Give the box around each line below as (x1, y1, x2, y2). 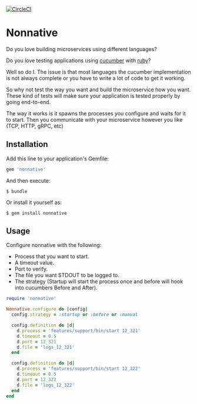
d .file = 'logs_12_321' (16, 344, 75, 350)
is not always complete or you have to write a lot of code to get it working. (6, 74, 186, 82)
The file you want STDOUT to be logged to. (14, 272, 119, 279)
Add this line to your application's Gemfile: (6, 155, 109, 162)
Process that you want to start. (14, 253, 89, 260)
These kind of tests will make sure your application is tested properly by (6, 92, 181, 99)
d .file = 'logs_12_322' (16, 382, 75, 388)
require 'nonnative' (6, 296, 57, 302)
